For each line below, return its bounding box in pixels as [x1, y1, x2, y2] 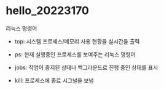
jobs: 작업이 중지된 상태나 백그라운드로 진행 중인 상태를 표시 [14, 64, 158, 71]
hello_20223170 [6, 4, 90, 18]
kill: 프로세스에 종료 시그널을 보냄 [14, 77, 94, 84]
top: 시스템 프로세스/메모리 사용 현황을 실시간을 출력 [14, 37, 140, 45]
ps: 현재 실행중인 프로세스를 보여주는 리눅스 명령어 [14, 50, 136, 58]
